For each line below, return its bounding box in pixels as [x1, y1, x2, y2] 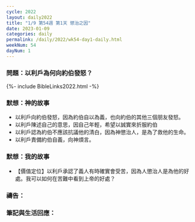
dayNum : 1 [6, 48, 31, 54]
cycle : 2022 [6, 8, 36, 15]
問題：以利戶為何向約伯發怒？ [6, 68, 93, 77]
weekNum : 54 [6, 43, 36, 49]
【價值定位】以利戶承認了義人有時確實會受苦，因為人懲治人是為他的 [14, 167, 184, 175]
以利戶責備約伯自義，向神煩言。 [14, 136, 94, 143]
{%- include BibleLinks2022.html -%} [6, 83, 99, 90]
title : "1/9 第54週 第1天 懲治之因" [6, 20, 91, 26]
